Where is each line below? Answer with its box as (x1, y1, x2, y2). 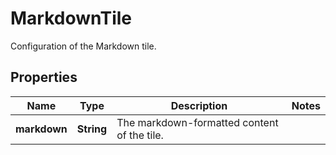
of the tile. (116, 128, 164, 142)
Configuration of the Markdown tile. (10, 40, 157, 52)
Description (170, 98, 228, 112)
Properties (10, 69, 78, 86)
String (76, 122, 108, 136)
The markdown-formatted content (116, 115, 279, 129)
